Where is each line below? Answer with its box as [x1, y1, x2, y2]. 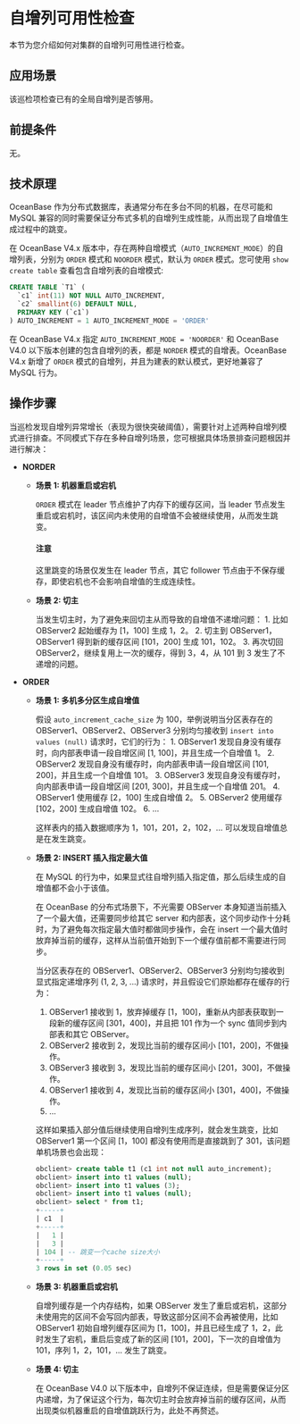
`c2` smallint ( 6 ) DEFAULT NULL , [17, 300, 138, 309]
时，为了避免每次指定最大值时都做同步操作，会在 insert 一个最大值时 [35, 924, 288, 934]
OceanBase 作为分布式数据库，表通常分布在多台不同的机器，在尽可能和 [9, 202, 273, 213]
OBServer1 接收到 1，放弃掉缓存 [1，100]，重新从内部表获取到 [48, 1006, 277, 1017]
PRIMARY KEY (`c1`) [17, 308, 90, 317]
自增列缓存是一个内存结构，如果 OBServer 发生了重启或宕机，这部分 [35, 1301, 287, 1311]
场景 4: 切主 [35, 1364, 79, 1375]
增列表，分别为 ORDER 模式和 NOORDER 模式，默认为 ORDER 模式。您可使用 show [9, 254, 288, 264]
